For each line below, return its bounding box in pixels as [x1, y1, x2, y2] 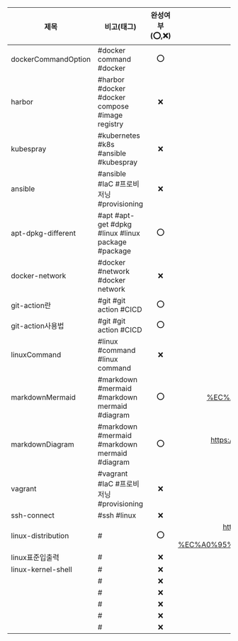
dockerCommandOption [11, 55, 91, 64]
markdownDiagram [11, 439, 74, 449]
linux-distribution [11, 531, 69, 540]
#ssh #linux [98, 510, 137, 520]
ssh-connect [11, 510, 55, 520]
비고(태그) [104, 21, 137, 31]
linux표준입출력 [11, 553, 59, 562]
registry [98, 119, 124, 128]
